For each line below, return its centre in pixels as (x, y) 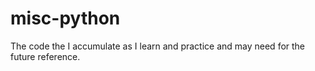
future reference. (45, 56)
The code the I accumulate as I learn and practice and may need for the (158, 46)
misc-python (65, 18)
